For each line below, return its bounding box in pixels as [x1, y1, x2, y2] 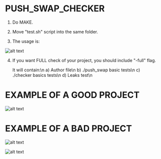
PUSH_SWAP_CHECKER [5, 3, 105, 14]
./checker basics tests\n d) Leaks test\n [12, 72, 93, 78]
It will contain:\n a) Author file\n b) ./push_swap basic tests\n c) [12, 67, 140, 73]
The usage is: [12, 38, 40, 44]
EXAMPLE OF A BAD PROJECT [5, 123, 132, 134]
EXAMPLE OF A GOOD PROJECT [5, 90, 140, 101]
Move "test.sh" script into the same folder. [12, 29, 98, 34]
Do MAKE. [12, 19, 33, 25]
